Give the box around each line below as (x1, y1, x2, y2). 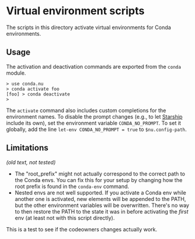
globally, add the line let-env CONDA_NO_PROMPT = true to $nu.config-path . (6, 126, 187, 133)
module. (6, 69, 27, 77)
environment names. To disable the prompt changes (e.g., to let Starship (6, 113, 183, 120)
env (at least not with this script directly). (14, 214, 115, 221)
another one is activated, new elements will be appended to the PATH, (14, 195, 186, 202)
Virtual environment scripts (6, 4, 145, 18)
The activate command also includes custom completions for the (6, 107, 167, 114)
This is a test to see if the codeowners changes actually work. (6, 225, 158, 232)
